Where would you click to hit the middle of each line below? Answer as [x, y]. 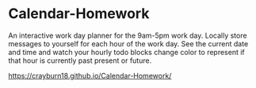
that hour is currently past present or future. [80, 60]
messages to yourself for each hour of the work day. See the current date [128, 43]
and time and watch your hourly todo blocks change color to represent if [127, 52]
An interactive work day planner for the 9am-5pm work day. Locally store [128, 35]
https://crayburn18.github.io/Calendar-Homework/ [90, 75]
